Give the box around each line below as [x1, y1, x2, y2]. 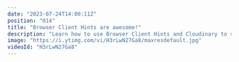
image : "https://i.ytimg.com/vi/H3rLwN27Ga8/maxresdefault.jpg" [7, 37, 202, 44]
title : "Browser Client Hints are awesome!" [7, 24, 142, 31]
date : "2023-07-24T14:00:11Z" [7, 10, 97, 18]
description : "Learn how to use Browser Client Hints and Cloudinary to [7, 30, 228, 38]
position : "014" [7, 17, 55, 24]
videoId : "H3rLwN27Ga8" [7, 43, 78, 51]
